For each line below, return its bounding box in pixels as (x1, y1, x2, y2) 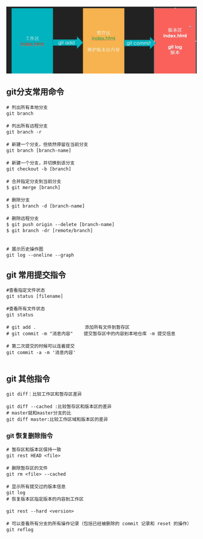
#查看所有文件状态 (6, 306, 45, 312)
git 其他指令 (6, 373, 50, 384)
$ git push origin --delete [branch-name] (6, 221, 115, 227)
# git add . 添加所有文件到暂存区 (6, 324, 130, 331)
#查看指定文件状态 (6, 288, 45, 294)
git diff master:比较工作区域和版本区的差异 (6, 416, 109, 423)
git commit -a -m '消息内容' (6, 350, 76, 356)
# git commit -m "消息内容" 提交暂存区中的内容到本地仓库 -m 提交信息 (6, 331, 176, 337)
